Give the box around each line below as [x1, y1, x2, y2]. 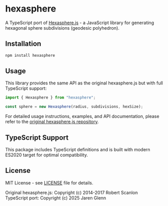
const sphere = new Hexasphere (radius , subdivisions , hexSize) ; [5, 104, 143, 110]
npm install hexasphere [5, 53, 55, 58]
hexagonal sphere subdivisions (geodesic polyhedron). [5, 25, 120, 31]
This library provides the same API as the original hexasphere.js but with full [5, 80, 163, 86]
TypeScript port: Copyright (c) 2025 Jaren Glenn [5, 194, 106, 201]
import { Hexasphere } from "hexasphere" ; [5, 95, 96, 100]
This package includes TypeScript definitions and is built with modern [5, 147, 150, 152]
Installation [5, 40, 41, 48]
